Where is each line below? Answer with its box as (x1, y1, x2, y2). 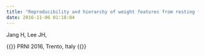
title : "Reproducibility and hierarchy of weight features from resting (6, 8, 195, 15)
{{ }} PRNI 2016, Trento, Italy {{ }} (6, 43, 87, 50)
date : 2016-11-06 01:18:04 (6, 14, 75, 20)
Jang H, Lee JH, (6, 31, 47, 38)
